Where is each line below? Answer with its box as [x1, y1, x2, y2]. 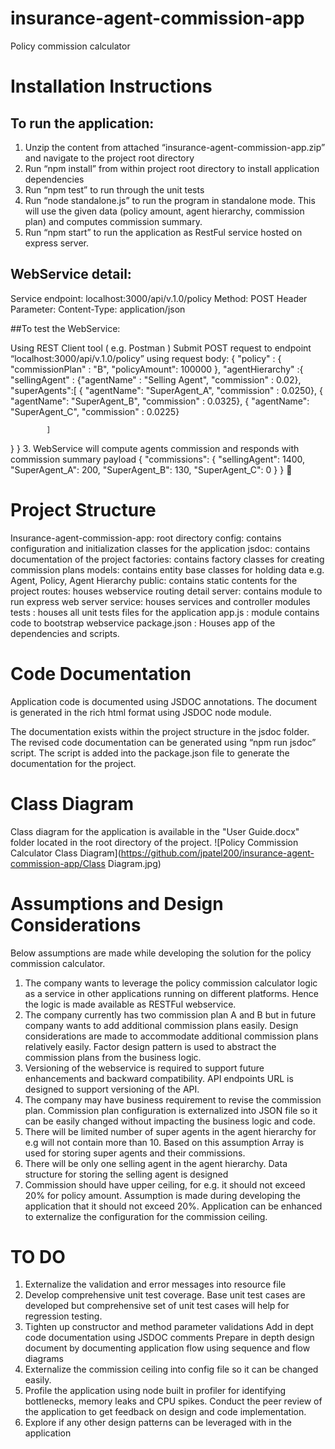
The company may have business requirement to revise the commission [24, 1093, 322, 1106]
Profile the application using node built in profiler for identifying [24, 1385, 287, 1397]
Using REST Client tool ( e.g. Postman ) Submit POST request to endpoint [10, 342, 312, 354]
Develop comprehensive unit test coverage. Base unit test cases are [24, 1289, 306, 1301]
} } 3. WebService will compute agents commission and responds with [10, 442, 300, 454]
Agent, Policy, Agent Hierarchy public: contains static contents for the [10, 574, 298, 586]
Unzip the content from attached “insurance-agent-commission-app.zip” [24, 141, 326, 153]
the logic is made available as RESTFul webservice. [24, 998, 237, 1010]
